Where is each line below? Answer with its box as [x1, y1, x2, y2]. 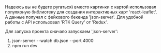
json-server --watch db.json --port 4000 [12, 38, 94, 43]
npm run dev [12, 43, 38, 48]
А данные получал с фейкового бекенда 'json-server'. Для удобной [5, 14, 144, 20]
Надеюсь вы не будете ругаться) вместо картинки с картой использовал [5, 4, 157, 10]
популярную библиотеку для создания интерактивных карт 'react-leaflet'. [5, 9, 157, 15]
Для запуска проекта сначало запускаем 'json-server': [5, 29, 118, 34]
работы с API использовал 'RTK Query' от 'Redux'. [5, 19, 108, 25]
